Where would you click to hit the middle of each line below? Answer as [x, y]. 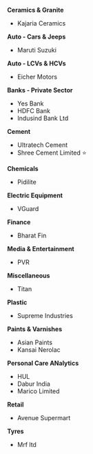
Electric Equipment [35, 195]
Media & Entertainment [41, 249]
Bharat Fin [32, 235]
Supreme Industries [45, 316]
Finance [19, 222]
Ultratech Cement [42, 145]
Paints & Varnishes [35, 329]
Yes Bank [30, 103]
